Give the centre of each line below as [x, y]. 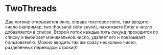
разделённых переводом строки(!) [42, 47]
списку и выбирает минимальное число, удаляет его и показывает [75, 37]
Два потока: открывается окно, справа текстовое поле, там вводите [77, 22]
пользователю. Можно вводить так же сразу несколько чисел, [71, 42]
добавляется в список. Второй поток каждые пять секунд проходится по [81, 32]
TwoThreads [31, 8]
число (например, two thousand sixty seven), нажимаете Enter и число [79, 27]
